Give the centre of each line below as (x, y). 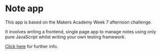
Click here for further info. (32, 46)
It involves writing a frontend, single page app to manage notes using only (81, 31)
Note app (24, 9)
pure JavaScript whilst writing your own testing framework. (65, 37)
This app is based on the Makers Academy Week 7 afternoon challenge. (79, 22)
